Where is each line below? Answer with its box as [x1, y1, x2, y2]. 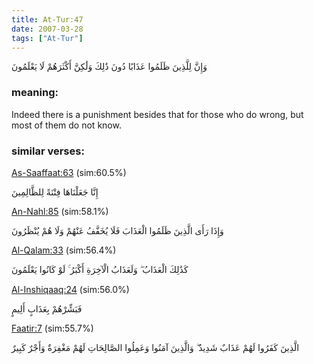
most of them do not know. [11, 119, 122, 131]
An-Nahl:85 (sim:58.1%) [11, 205, 109, 217]
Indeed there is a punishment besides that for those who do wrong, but [11, 108, 304, 120]
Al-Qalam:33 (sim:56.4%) [11, 244, 117, 256]
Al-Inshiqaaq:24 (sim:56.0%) [11, 283, 130, 295]
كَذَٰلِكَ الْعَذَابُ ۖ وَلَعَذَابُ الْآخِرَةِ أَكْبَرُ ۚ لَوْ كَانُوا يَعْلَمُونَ [11, 263, 189, 275]
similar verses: [11, 144, 85, 158]
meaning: [11, 86, 59, 100]
